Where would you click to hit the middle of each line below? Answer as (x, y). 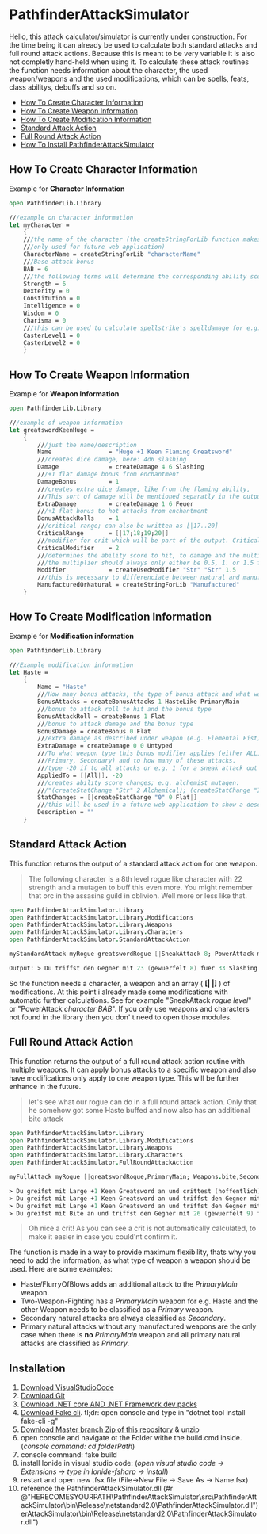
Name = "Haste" (63, 687)
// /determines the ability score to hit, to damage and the (139, 555)
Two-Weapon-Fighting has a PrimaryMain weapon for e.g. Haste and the (139, 1301)
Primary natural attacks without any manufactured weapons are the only (138, 1326)
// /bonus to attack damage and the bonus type (116, 724)
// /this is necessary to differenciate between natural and (139, 578)
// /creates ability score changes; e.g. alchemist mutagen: (139, 782)
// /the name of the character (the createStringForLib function (132, 239)
